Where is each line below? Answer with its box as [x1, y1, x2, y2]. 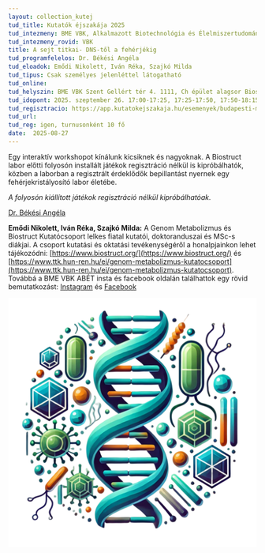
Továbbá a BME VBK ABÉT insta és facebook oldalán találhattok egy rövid [8, 273, 248, 283]
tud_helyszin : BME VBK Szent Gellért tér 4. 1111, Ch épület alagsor [8, 88, 242, 96]
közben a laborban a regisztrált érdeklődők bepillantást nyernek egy [8, 168, 230, 178]
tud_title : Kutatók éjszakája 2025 [8, 21, 125, 29]
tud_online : [8, 79, 47, 87]
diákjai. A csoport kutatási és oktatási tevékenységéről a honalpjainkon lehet [8, 239, 256, 249]
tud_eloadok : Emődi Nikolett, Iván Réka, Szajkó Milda [8, 63, 192, 71]
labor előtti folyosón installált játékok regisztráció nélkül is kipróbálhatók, [8, 160, 244, 170]
